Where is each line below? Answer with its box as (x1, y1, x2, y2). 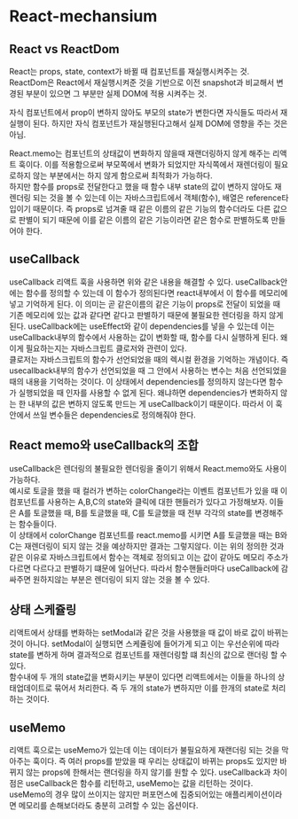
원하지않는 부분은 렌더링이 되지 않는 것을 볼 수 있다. (32, 573, 210, 584)
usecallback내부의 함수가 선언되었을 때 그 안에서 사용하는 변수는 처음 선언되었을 (9, 365, 287, 376)
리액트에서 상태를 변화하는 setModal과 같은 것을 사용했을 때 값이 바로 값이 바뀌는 (9, 628, 289, 638)
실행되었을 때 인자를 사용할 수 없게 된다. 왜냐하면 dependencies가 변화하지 (18, 387, 278, 398)
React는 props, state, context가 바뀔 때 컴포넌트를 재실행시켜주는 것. (9, 66, 250, 76)
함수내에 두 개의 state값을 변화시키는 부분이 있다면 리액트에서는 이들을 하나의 (9, 672, 277, 682)
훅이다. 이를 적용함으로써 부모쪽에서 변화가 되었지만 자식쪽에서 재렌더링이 (18, 160, 272, 169)
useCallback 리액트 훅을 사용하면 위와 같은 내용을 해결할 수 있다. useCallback (9, 277, 281, 287)
